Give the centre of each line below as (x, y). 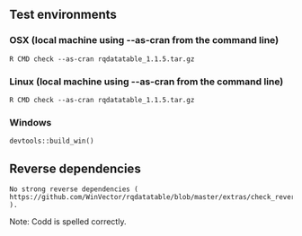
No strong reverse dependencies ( (74, 189)
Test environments (63, 15)
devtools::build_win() (52, 141)
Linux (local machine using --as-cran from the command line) (147, 82)
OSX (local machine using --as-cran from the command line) (144, 40)
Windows (31, 122)
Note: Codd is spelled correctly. (68, 222)
